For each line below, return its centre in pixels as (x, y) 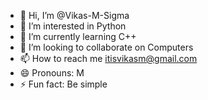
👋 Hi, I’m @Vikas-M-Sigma (74, 15)
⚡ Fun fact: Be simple (63, 84)
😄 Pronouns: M (52, 73)
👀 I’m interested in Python (73, 26)
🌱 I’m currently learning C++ (78, 36)
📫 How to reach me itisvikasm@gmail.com (108, 58)
